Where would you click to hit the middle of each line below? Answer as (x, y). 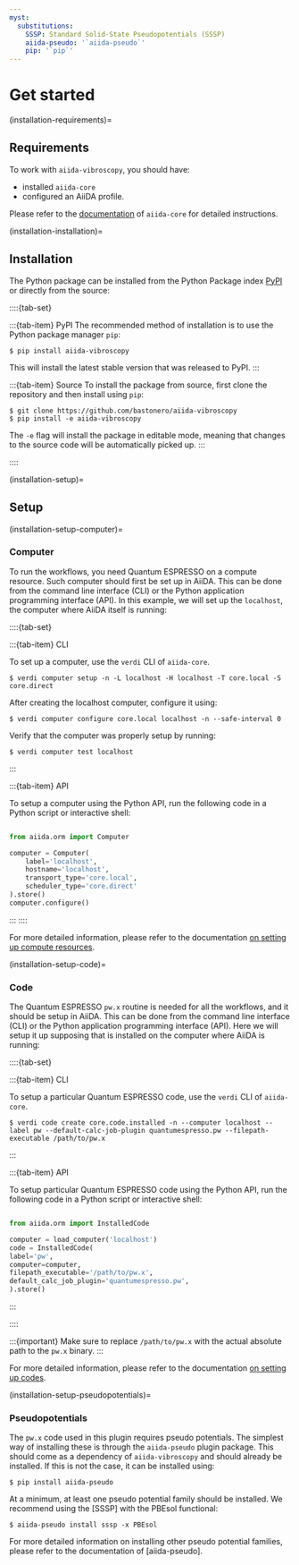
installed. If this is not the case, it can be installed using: (112, 1466)
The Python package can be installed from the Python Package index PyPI (146, 281)
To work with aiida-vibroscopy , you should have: (100, 169)
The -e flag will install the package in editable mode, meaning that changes (147, 435)
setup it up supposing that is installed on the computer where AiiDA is (137, 1035)
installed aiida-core (59, 187)
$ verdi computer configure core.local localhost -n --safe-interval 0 (145, 719)
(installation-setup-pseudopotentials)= (80, 1395)
